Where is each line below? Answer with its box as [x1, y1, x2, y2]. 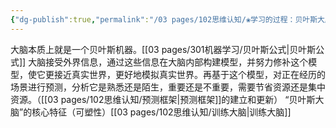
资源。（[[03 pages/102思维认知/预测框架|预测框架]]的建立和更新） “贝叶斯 [10, 93, 316, 105]
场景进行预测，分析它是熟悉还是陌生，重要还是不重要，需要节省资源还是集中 [10, 81, 326, 93]
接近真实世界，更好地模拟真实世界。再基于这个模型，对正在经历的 [53, 68, 326, 80]
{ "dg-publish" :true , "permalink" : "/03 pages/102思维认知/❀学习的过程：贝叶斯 [10, 14, 318, 25]
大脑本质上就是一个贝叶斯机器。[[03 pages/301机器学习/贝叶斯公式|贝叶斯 [10, 43, 317, 55]
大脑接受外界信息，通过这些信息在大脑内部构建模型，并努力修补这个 [28, 56, 309, 68]
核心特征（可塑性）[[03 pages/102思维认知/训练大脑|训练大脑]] [31, 106, 292, 118]
